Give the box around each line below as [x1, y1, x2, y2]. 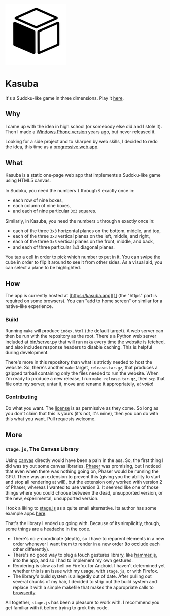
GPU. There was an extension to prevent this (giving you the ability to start [5, 473, 161, 479]
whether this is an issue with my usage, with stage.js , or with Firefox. [12, 568, 159, 574]
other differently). [12, 546, 50, 552]
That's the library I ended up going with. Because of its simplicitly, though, [5, 520, 161, 526]
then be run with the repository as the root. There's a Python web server [5, 333, 157, 339]
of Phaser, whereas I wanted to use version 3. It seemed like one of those [5, 484, 159, 490]
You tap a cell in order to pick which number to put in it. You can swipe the [5, 254, 161, 260]
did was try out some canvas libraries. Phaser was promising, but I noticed [5, 463, 161, 469]
